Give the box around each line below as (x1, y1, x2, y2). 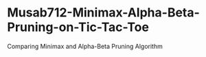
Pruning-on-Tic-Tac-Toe (7, 19, 150, 35)
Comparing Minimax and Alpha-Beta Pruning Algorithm (7, 42, 163, 50)
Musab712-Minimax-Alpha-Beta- (7, 5, 201, 21)
